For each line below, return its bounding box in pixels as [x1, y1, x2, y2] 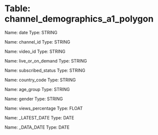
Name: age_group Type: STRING [4, 86, 70, 92]
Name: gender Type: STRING [4, 96, 63, 102]
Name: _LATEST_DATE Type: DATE [4, 114, 74, 120]
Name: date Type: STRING [4, 29, 58, 35]
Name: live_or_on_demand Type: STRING [4, 58, 87, 64]
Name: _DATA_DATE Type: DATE [4, 124, 69, 130]
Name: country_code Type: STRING [4, 77, 76, 83]
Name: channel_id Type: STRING [4, 39, 70, 45]
